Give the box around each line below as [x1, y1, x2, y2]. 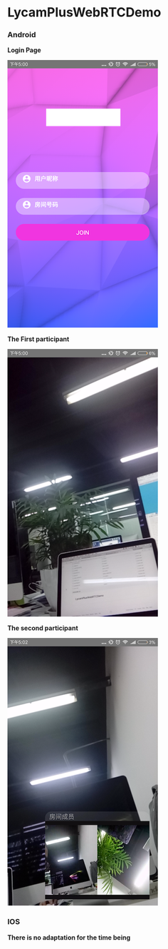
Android [7, 30, 36, 40]
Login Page [7, 46, 41, 54]
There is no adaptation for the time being [7, 933, 131, 942]
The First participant [7, 335, 70, 343]
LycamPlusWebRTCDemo [7, 4, 162, 21]
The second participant [7, 624, 78, 632]
